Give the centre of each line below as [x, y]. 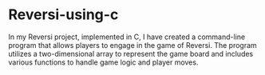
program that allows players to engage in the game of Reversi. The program [132, 45]
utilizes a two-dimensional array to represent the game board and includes [131, 53]
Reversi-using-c [63, 15]
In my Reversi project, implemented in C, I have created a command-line [127, 37]
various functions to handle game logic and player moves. [103, 62]
